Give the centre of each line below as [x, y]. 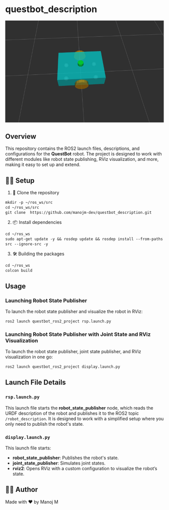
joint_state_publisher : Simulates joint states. [59, 463]
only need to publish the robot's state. [45, 424]
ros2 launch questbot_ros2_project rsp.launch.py [58, 321]
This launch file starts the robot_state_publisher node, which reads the [79, 408]
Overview [21, 136]
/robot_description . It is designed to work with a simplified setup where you [84, 418]
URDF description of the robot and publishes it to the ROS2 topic [72, 413]
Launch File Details [36, 383]
